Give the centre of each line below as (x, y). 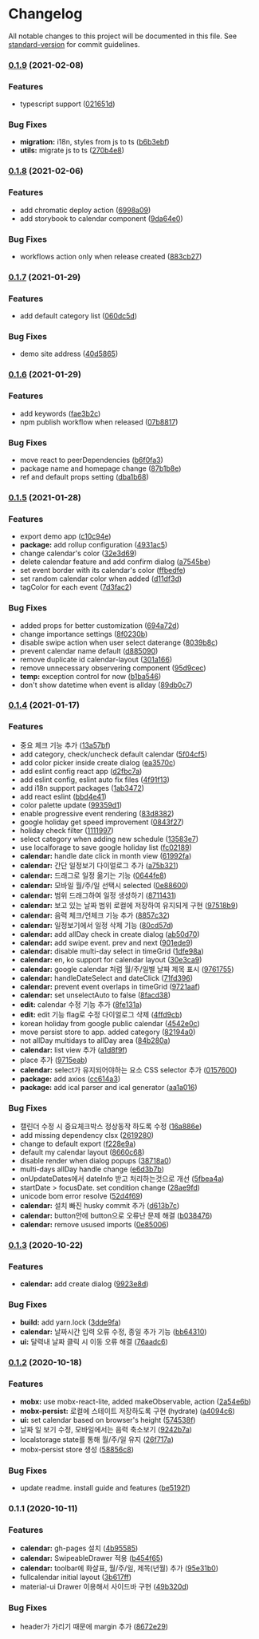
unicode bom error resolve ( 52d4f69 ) (81, 1196)
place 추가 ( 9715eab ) (53, 1060)
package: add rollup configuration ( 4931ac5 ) (94, 545)
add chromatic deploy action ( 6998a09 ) (85, 210)
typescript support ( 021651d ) (67, 104)
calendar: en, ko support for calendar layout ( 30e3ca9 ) (111, 959)
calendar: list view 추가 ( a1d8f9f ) (73, 1049)
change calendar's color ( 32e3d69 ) (78, 553)
